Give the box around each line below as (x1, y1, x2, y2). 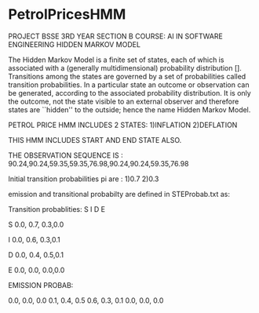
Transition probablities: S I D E (8, 204, 106, 213)
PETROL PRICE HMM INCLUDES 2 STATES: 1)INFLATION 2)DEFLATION (8, 120, 238, 129)
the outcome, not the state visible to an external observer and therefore (8, 96, 239, 106)
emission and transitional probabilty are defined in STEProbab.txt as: (8, 189, 230, 198)
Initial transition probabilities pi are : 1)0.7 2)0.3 (8, 174, 159, 184)
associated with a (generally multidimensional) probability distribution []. (8, 63, 242, 72)
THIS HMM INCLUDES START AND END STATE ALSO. (8, 135, 182, 144)
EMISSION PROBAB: (8, 280, 74, 289)
